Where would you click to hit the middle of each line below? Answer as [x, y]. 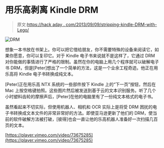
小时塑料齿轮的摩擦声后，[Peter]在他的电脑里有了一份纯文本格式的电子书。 [81, 96]
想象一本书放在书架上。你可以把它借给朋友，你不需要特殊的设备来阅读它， [80, 49]
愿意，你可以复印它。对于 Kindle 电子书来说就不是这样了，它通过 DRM [84, 55]
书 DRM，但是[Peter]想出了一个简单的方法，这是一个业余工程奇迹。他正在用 [82, 68]
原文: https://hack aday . [41, 24]
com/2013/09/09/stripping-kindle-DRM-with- [111, 24]
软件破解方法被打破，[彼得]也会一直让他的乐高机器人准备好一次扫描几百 [86, 119]
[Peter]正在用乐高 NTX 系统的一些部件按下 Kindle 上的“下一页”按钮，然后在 [81, 84]
